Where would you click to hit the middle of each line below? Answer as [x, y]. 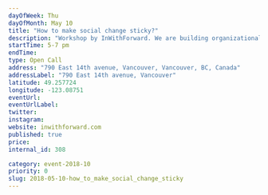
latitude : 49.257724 [43, 82]
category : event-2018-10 [49, 164]
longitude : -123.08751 [46, 90]
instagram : [26, 120]
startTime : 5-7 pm [39, 46]
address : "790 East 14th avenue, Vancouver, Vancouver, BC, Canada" [124, 68]
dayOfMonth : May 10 [41, 23]
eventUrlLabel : [33, 105]
